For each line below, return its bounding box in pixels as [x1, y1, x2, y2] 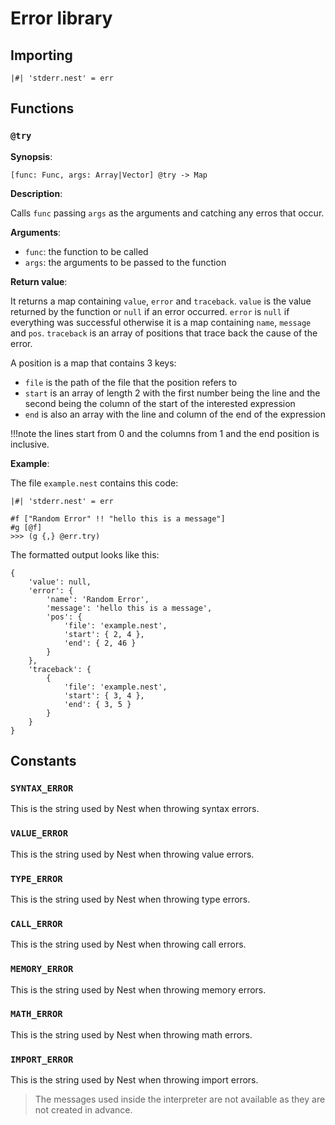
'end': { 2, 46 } [63, 638, 137, 648]
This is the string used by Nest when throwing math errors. [10, 1028, 253, 1041]
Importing [10, 47, 73, 64]
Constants [10, 753, 77, 770]
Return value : [10, 275, 68, 287]
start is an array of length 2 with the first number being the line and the [24, 387, 321, 399]
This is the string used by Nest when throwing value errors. [10, 848, 255, 860]
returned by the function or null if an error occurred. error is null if [10, 305, 290, 317]
